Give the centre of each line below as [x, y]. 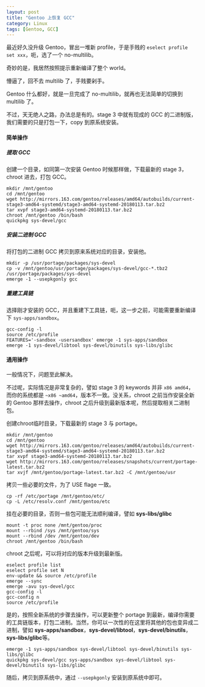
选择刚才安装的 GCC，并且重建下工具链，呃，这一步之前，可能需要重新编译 [101, 310]
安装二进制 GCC [27, 235]
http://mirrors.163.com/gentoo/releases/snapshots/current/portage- [109, 462]
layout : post [23, 12]
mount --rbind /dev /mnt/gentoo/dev [53, 536]
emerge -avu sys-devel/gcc [41, 586]
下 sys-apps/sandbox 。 [34, 317]
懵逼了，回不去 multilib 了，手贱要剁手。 [57, 81]
